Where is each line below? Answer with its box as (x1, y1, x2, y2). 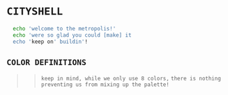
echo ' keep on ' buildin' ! (13, 38, 89, 45)
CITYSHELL (6, 5, 63, 18)
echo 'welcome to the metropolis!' (13, 25, 116, 32)
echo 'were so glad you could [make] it (13, 31, 132, 39)
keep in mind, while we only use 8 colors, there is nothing (40, 75, 221, 83)
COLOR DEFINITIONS (6, 57, 86, 67)
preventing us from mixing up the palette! (40, 81, 170, 88)
